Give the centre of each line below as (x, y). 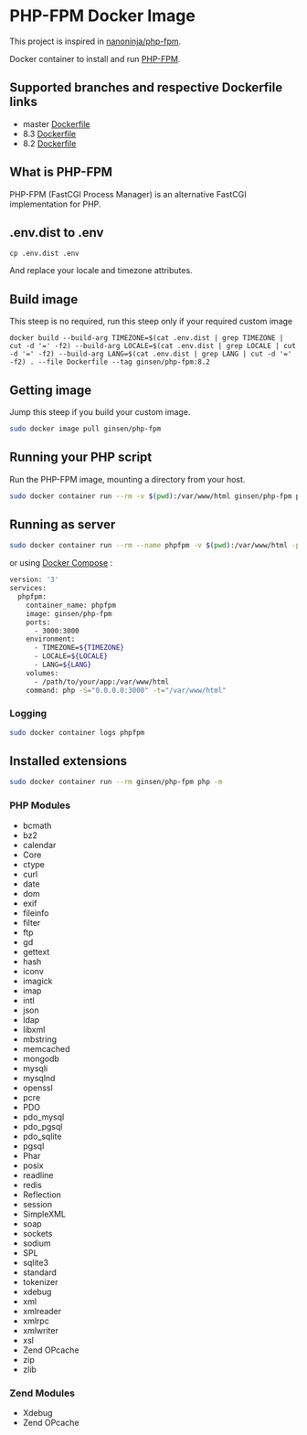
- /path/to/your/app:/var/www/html (101, 682)
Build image (44, 299)
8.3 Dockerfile (49, 133)
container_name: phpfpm (71, 605)
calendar (39, 845)
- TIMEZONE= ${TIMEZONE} (79, 648)
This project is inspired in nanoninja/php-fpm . (95, 41)
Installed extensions (69, 761)
